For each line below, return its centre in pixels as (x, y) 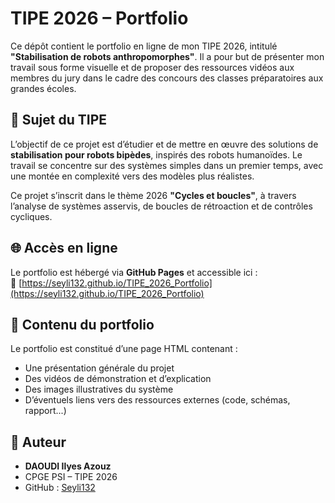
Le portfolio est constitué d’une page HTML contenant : (124, 349)
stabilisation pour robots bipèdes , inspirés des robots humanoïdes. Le (156, 154)
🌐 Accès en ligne (64, 248)
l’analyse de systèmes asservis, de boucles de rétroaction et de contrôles (161, 206)
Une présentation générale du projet (99, 368)
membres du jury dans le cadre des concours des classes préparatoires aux (167, 78)
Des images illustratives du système (99, 389)
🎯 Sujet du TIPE (59, 120)
